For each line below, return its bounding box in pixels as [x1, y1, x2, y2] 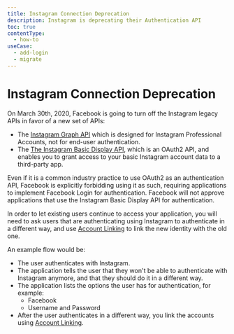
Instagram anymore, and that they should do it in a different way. [17, 274, 204, 282]
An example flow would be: [7, 245, 86, 253]
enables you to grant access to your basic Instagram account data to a [17, 152, 221, 161]
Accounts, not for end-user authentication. [17, 137, 141, 146]
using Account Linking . [17, 318, 84, 326]
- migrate [13, 56, 42, 63]
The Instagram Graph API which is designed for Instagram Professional [17, 130, 222, 139]
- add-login [13, 50, 49, 57]
